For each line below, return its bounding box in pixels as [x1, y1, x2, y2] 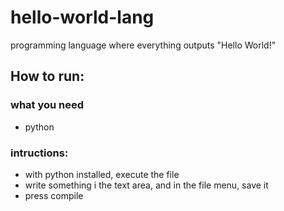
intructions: [10, 146, 69, 160]
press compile [24, 189, 84, 201]
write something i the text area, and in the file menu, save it [24, 179, 269, 191]
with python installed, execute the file [24, 168, 180, 180]
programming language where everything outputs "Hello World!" [10, 39, 277, 51]
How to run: [10, 68, 85, 85]
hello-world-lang [10, 6, 155, 29]
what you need [10, 98, 85, 112]
